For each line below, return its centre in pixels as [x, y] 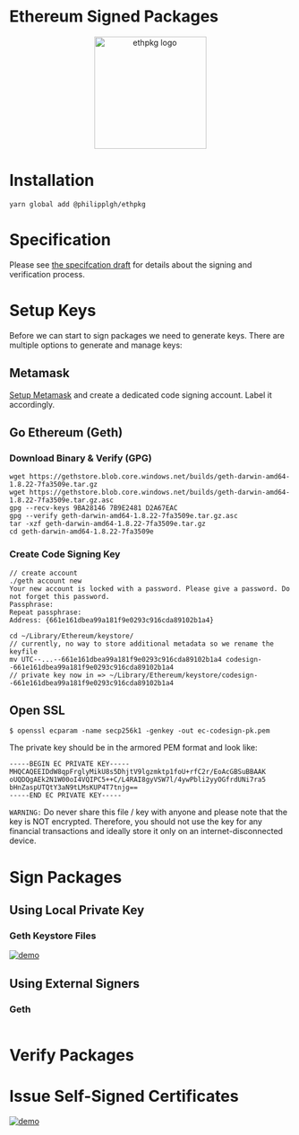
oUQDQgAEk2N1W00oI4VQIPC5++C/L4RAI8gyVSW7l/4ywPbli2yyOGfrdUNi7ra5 [138, 780]
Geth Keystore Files [53, 936]
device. [23, 840]
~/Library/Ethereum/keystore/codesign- [183, 675]
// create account [43, 573]
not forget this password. [60, 596]
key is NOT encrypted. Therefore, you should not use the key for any [136, 822]
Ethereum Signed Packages [114, 17]
